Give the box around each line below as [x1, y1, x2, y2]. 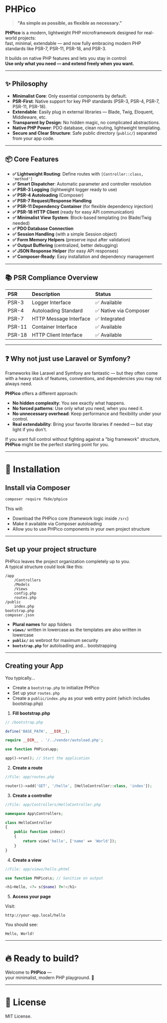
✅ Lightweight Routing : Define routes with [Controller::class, [12, 171, 144, 177]
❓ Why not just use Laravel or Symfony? [5, 354, 131, 363]
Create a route [12, 765, 43, 771]
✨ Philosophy [5, 80, 48, 88]
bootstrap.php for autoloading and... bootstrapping [12, 642, 117, 648]
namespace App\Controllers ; [5, 811, 64, 816]
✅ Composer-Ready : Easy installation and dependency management [12, 253, 154, 259]
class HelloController [5, 820, 52, 825]
